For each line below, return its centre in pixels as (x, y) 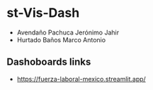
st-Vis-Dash (43, 13)
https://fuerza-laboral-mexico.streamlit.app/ (81, 79)
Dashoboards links (49, 62)
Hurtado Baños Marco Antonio (61, 39)
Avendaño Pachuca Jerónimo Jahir (68, 32)
